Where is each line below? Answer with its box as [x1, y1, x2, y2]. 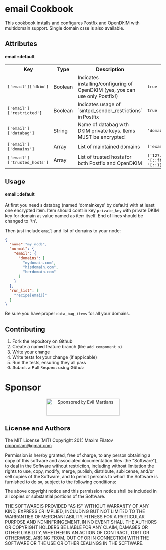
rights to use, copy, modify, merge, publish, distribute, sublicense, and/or [5, 468, 154, 474]
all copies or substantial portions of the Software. [5, 493, 105, 499]
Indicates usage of [77, 101, 121, 108]
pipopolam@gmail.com [5, 442, 52, 448]
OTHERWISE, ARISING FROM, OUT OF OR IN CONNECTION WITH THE [5, 535, 149, 541]
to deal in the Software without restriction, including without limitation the [5, 463, 154, 469]
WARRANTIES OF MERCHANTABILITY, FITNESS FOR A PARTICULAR [5, 513, 145, 519]
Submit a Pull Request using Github [12, 365, 84, 370]
